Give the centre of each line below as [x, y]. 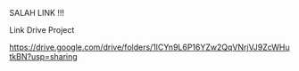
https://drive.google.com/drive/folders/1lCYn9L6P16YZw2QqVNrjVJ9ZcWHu [149, 47]
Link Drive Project [42, 30]
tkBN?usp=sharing [43, 56]
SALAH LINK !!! [37, 13]
